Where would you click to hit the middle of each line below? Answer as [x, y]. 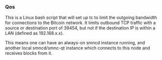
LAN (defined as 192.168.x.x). [35, 33]
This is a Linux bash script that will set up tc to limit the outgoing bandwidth [81, 18]
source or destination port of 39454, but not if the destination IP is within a [80, 28]
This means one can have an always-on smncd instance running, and [75, 43]
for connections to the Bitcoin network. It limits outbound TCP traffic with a [81, 23]
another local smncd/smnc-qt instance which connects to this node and [78, 48]
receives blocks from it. [29, 53]
